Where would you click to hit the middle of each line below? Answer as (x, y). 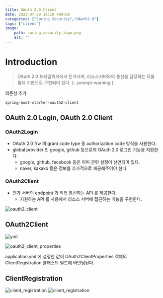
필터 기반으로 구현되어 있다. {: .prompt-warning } (65, 82)
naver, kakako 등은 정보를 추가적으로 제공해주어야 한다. (74, 168)
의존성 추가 (16, 93)
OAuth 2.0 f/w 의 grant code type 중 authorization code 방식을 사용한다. (84, 143)
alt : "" (22, 38)
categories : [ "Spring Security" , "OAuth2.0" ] (52, 19)
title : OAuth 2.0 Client (31, 10)
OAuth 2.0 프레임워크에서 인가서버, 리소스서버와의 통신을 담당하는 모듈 (86, 76)
